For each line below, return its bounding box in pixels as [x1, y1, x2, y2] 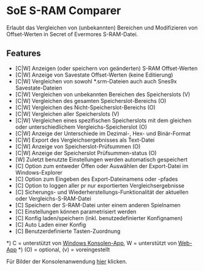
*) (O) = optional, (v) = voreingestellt [18, 246, 110, 253]
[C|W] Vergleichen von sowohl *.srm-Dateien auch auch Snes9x [15, 77, 177, 85]
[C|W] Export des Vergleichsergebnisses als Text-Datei [15, 136, 155, 143]
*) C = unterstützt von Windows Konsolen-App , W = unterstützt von [6, 239, 177, 246]
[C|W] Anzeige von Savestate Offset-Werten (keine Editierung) [15, 71, 173, 78]
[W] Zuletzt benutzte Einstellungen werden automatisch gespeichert [15, 156, 188, 163]
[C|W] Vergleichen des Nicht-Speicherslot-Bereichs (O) [15, 104, 156, 111]
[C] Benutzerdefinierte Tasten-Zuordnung [15, 227, 121, 235]
